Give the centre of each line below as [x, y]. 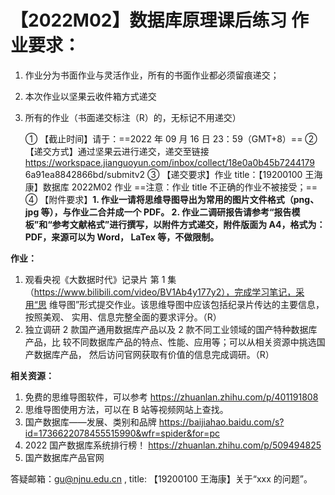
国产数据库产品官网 [64, 457]
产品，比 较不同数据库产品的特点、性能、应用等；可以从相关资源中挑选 [170, 342]
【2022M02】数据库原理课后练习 [149, 20]
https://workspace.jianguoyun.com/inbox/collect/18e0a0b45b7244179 [170, 162]
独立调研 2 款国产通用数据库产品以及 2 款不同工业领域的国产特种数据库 [171, 329]
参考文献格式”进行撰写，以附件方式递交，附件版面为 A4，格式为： [188, 224]
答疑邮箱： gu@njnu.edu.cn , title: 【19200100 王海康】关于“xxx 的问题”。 [161, 478]
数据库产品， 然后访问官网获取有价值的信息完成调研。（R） [154, 354]
